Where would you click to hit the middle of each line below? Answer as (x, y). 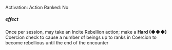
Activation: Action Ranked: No (37, 7)
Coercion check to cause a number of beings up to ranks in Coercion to (81, 37)
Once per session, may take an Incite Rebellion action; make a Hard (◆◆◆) (86, 32)
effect (12, 19)
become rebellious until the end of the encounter (57, 42)
